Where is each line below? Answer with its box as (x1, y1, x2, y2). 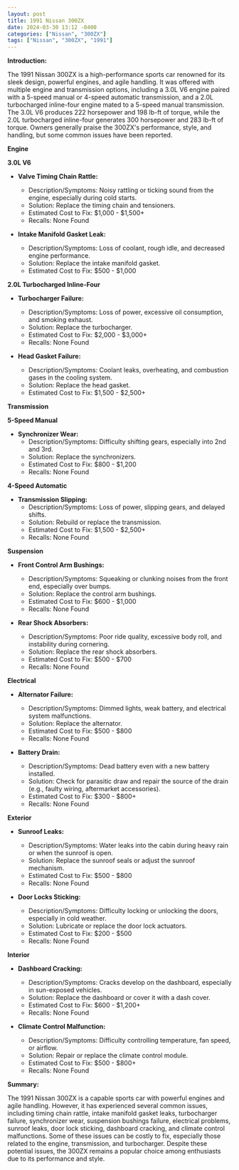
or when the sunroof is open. (28, 849, 114, 857)
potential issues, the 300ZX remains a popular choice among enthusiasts (7, 1147, 221, 1156)
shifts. (28, 511, 47, 519)
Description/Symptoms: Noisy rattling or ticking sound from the (28, 186, 214, 194)
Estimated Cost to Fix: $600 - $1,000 (28, 597, 137, 606)
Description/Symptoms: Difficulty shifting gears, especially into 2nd (28, 437, 226, 446)
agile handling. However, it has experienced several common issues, (7, 1102, 208, 1110)
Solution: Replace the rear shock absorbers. (28, 647, 158, 656)
